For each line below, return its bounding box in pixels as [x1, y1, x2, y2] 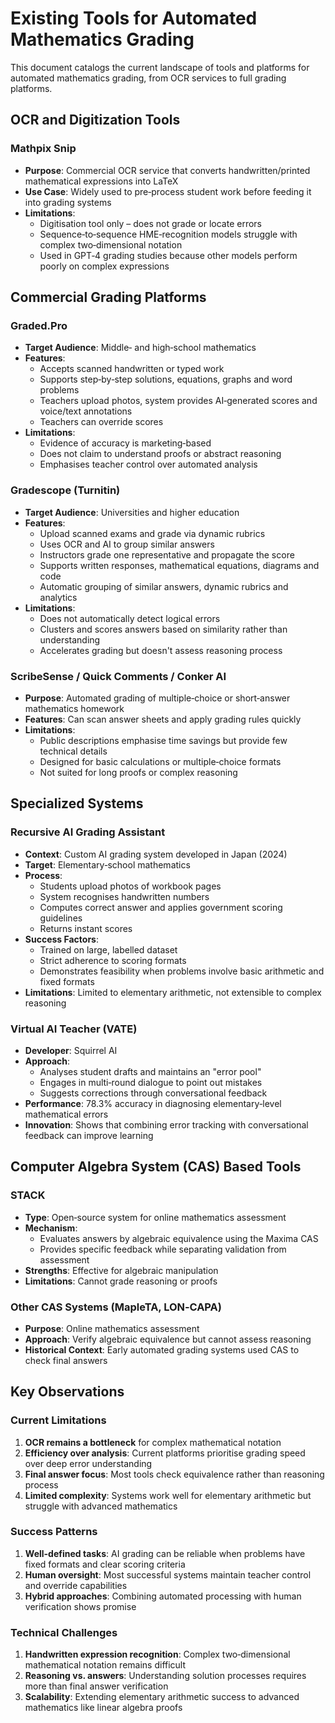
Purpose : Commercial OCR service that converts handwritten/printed [24, 164, 311, 176]
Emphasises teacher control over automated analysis [39, 458, 258, 471]
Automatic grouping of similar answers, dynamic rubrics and [39, 580, 289, 592]
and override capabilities [24, 1579, 128, 1591]
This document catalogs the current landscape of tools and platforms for [10, 61, 310, 73]
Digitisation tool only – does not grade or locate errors [39, 217, 262, 229]
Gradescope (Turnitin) [10, 483, 121, 497]
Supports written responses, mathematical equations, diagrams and [39, 559, 320, 571]
